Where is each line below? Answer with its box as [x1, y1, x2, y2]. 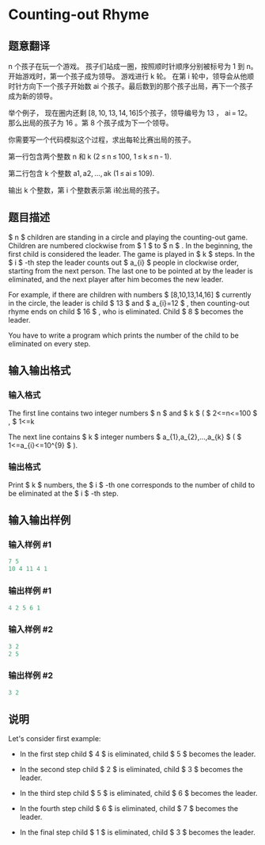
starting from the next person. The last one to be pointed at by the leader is [8, 266, 253, 275]
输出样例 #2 [8, 670, 54, 681]
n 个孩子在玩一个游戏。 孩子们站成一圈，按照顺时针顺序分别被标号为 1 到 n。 [8, 62, 258, 71]
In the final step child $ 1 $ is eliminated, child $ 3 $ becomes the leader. [19, 828, 256, 837]
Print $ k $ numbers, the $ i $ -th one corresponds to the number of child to [8, 480, 256, 489]
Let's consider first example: [8, 734, 101, 744]
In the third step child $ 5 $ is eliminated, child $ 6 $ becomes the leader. [19, 789, 258, 798]
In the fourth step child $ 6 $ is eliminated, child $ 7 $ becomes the [19, 804, 239, 813]
